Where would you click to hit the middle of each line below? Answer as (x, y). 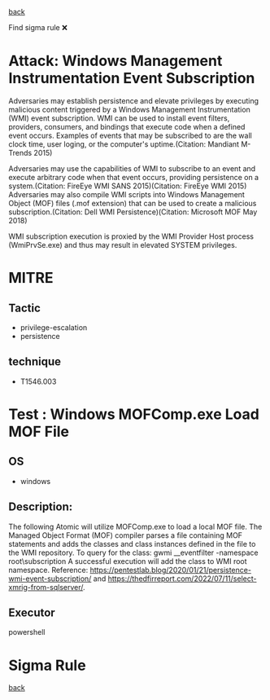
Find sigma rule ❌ (38, 27)
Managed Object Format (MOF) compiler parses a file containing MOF (125, 535)
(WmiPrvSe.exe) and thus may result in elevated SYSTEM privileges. (123, 244)
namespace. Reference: (48, 570)
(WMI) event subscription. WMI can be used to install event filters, (119, 118)
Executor (32, 612)
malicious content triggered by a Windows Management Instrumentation (129, 109)
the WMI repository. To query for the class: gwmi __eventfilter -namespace (133, 553)
